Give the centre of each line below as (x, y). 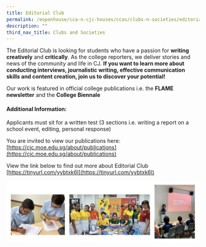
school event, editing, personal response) (59, 129)
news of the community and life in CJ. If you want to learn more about (96, 64)
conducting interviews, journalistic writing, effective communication (96, 70)
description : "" (27, 26)
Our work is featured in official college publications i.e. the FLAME (90, 88)
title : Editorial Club (35, 13)
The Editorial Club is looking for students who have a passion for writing (98, 51)
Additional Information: (37, 109)
